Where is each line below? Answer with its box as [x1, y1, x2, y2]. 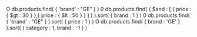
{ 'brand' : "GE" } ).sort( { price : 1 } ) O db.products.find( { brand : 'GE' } [6, 18, 181, 25]
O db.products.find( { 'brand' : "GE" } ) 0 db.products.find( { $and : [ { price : [6, 6, 192, 12]
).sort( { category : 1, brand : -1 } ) [6, 24, 87, 31]
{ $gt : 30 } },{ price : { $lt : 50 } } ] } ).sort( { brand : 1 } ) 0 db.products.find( [6, 12, 190, 19]
